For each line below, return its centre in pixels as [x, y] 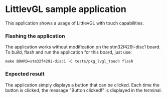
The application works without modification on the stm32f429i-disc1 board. [83, 47]
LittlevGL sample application [66, 9]
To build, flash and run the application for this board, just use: [69, 52]
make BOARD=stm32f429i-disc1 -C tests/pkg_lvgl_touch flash [69, 61]
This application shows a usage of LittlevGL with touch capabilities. [75, 23]
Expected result [25, 74]
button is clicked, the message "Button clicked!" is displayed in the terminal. [83, 90]
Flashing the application [35, 36]
